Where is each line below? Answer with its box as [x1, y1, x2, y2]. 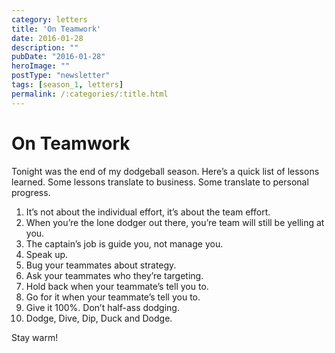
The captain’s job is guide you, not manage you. [25, 237, 224, 250]
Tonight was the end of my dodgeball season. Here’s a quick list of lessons [11, 165, 320, 177]
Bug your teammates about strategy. [25, 259, 177, 271]
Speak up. [25, 248, 69, 260]
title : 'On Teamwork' [11, 24, 102, 34]
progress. [11, 186, 51, 198]
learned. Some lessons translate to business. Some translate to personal [11, 176, 309, 188]
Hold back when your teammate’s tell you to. [25, 280, 209, 292]
